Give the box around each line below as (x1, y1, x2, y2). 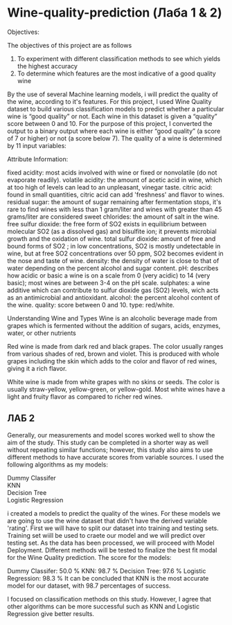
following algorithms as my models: (7, 460, 109, 469)
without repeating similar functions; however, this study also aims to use (7, 445, 213, 454)
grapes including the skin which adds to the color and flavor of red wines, (7, 356, 217, 365)
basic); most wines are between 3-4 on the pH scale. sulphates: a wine (7, 278, 211, 287)
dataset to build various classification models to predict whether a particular (7, 105, 224, 113)
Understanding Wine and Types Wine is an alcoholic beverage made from (7, 314, 218, 323)
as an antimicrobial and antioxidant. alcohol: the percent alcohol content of (7, 293, 220, 302)
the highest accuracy (17, 62, 78, 70)
